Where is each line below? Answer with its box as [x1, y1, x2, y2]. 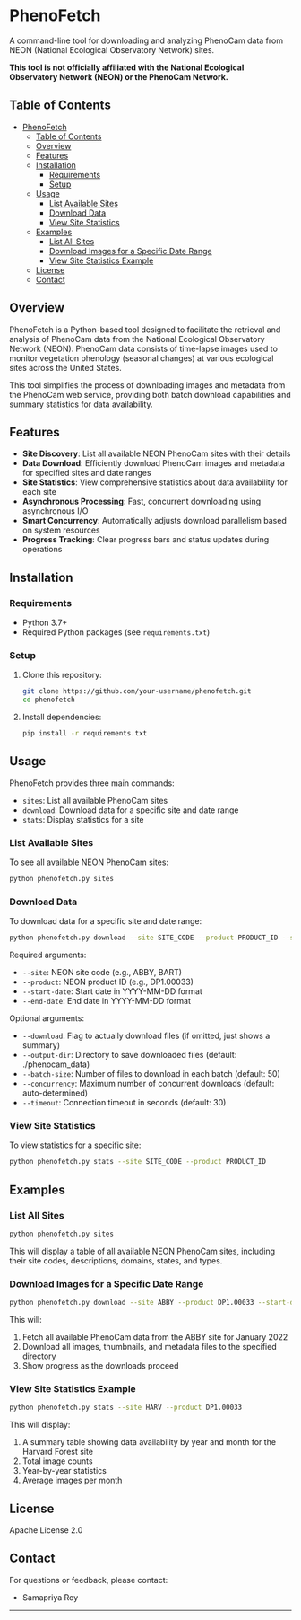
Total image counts [21, 1456, 93, 1466]
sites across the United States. [9, 362, 123, 373]
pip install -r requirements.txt [21, 729, 148, 738]
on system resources [21, 524, 100, 535]
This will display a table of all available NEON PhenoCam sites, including [9, 1246, 276, 1256]
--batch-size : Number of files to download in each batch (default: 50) [21, 1069, 280, 1079]
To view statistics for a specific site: [9, 1140, 142, 1150]
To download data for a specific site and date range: [9, 916, 202, 927]
